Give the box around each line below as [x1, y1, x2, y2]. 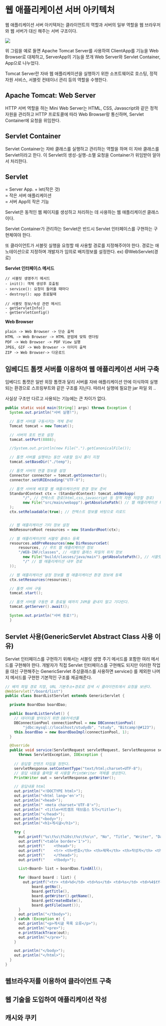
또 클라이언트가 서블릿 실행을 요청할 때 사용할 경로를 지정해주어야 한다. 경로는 [5, 242, 154, 248]
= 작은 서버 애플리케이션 [5, 193, 52, 198]
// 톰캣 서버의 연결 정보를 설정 [9, 469, 66, 474]
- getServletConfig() [5, 310, 50, 315]
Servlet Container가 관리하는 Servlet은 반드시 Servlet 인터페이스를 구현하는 [5, 226, 153, 232]
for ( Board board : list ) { [18, 875, 77, 880]
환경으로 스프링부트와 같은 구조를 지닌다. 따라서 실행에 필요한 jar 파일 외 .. [14, 385, 157, 391]
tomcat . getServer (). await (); [9, 604, 70, 609]
